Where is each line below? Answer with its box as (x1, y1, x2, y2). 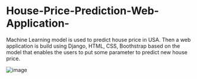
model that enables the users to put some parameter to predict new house (6, 48, 188, 55)
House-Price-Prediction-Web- (6, 4, 159, 18)
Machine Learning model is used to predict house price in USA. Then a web (6, 36, 191, 43)
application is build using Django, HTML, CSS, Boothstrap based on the (6, 42, 180, 50)
